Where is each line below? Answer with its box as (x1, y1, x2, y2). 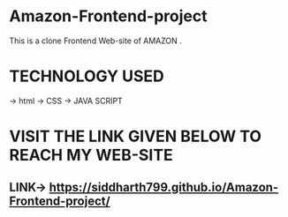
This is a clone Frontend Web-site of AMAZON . (9, 35, 183, 46)
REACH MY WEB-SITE (9, 146, 174, 165)
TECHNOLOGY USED (9, 66, 165, 86)
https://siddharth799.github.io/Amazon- (49, 180, 279, 195)
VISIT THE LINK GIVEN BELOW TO (9, 126, 262, 146)
